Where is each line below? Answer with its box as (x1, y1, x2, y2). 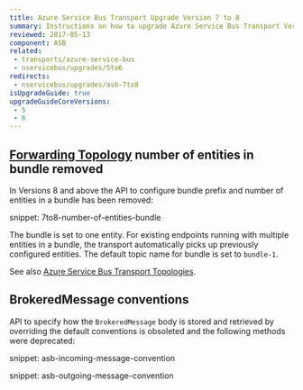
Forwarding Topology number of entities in (9, 147, 254, 162)
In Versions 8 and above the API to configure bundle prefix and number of (9, 185, 284, 195)
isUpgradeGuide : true (9, 88, 91, 97)
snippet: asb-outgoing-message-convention (9, 370, 174, 381)
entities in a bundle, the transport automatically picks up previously (9, 239, 259, 249)
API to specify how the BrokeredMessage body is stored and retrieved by (9, 316, 275, 327)
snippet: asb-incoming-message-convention (9, 352, 176, 363)
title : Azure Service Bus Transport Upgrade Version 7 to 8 (9, 13, 241, 23)
